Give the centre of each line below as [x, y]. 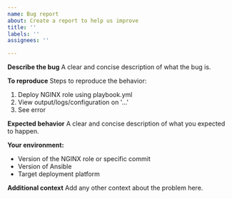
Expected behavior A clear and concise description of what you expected [116, 124]
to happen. [23, 131]
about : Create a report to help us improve [73, 21]
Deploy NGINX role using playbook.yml [75, 95]
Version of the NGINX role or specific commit [84, 159]
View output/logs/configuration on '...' [73, 102]
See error [32, 110]
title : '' [22, 27]
